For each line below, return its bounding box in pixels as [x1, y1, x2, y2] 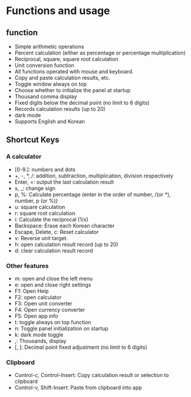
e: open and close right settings [14, 281, 91, 288]
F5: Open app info [14, 312, 59, 319]
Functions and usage [6, 4, 110, 18]
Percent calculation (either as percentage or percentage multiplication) [14, 49, 186, 56]
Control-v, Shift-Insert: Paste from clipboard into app [14, 384, 142, 391]
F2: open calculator [14, 294, 62, 301]
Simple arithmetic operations [14, 43, 84, 50]
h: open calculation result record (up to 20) [14, 241, 119, 248]
